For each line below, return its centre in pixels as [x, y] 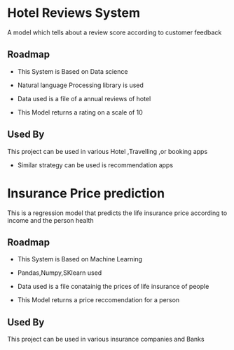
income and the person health [50, 220]
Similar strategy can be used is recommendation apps [95, 165]
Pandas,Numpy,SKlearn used [60, 273]
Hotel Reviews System [74, 13]
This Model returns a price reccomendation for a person [98, 300]
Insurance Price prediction [86, 193]
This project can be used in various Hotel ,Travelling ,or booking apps [108, 151]
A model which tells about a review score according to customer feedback [115, 32]
